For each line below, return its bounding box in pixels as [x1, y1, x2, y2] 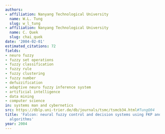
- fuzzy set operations [5, 57, 54, 62]
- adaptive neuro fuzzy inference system [5, 84, 91, 90]
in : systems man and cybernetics [5, 103, 74, 108]
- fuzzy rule [5, 67, 32, 72]
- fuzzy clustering [5, 71, 45, 76]
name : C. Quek [9, 30, 38, 35]
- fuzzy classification [5, 62, 54, 67]
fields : [5, 48, 21, 53]
